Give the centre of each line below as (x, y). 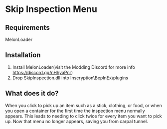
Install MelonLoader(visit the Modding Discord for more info (74, 67)
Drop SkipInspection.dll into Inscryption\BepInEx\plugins (70, 78)
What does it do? (32, 93)
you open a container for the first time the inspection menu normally (75, 111)
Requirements (27, 28)
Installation (23, 55)
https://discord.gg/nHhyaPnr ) (43, 72)
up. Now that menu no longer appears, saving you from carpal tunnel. (77, 121)
